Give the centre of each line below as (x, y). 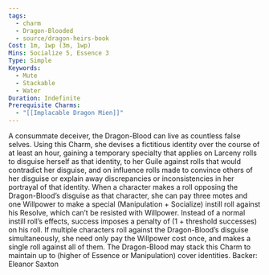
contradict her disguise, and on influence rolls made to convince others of (130, 170)
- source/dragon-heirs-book (63, 38)
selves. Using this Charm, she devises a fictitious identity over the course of (134, 144)
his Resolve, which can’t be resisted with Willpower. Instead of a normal (127, 213)
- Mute (26, 76)
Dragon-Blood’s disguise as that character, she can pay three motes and (128, 195)
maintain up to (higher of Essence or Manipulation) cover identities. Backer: (133, 255)
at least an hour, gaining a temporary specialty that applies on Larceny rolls (132, 153)
